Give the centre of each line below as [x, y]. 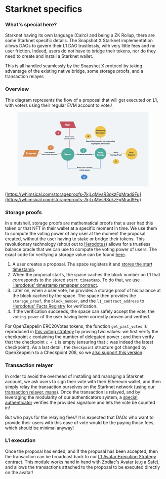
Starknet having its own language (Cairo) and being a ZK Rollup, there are [80, 35]
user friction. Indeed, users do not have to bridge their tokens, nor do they [81, 51]
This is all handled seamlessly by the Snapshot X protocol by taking [74, 66]
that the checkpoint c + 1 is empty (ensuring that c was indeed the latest [79, 342]
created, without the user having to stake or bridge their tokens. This [75, 239]
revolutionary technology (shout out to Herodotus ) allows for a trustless [78, 244]
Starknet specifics [44, 9]
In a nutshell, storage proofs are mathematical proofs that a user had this [79, 223]
